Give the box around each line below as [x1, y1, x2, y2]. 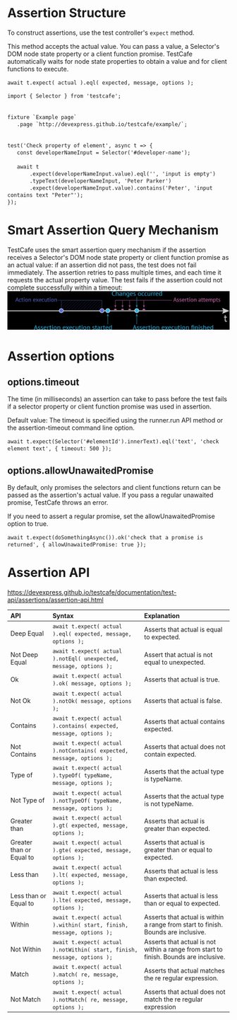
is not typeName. [144, 800, 194, 808]
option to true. [7, 520, 49, 528]
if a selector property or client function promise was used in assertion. [7, 402, 212, 411]
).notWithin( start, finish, [52, 946, 138, 953]
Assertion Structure [7, 5, 126, 21]
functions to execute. [7, 64, 69, 73]
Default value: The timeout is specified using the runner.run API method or [7, 416, 224, 425]
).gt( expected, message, [52, 822, 129, 829]
